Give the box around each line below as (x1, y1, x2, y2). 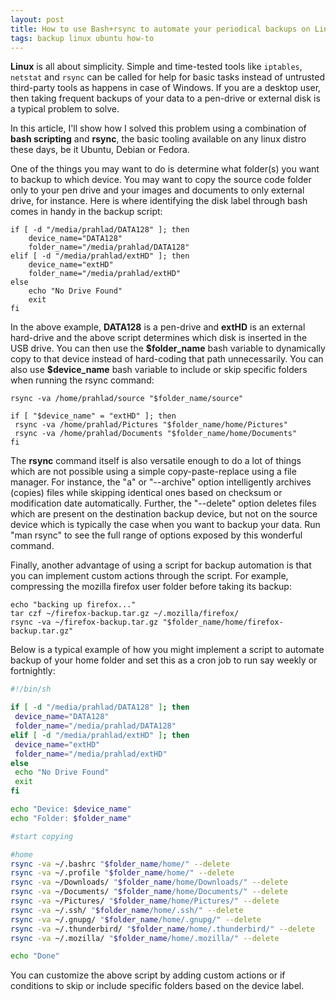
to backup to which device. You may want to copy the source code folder (10, 174, 312, 186)
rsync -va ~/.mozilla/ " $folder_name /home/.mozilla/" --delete (10, 933, 280, 943)
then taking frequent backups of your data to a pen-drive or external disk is (10, 92, 321, 105)
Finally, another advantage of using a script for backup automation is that (10, 559, 312, 571)
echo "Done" (10, 951, 60, 961)
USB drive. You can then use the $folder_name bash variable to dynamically (10, 342, 326, 355)
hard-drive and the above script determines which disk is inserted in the (10, 332, 308, 344)
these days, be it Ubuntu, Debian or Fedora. (10, 144, 190, 156)
